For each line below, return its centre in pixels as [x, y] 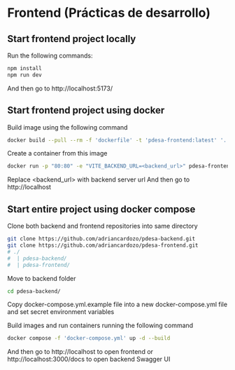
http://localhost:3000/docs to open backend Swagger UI [89, 359]
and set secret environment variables [61, 312]
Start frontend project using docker [86, 110]
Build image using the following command [67, 127]
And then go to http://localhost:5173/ [60, 88]
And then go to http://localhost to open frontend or [80, 352]
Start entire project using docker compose [101, 209]
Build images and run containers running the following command [100, 326]
